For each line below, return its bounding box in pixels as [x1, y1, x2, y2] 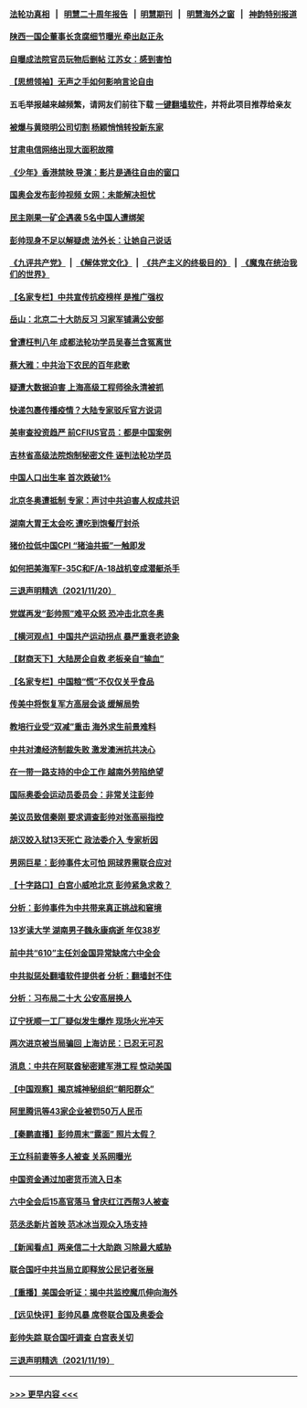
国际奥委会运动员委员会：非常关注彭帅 [9, 789, 153, 800]
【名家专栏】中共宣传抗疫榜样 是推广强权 [9, 291, 164, 302]
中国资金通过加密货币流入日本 [9, 1173, 122, 1184]
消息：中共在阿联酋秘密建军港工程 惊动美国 [9, 1061, 172, 1072]
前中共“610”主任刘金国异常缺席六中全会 [9, 947, 161, 958]
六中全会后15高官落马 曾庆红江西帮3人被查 [9, 1196, 170, 1207]
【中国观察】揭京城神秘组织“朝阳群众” [9, 1083, 155, 1094]
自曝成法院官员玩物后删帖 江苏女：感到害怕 [9, 53, 172, 64]
